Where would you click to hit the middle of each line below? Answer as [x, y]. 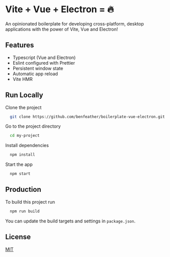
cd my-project [25, 136]
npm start [20, 174]
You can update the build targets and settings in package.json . [70, 221]
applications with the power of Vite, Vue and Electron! [62, 29]
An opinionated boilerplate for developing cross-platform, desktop [75, 23]
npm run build [25, 211]
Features [20, 45]
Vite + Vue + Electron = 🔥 [60, 9]
